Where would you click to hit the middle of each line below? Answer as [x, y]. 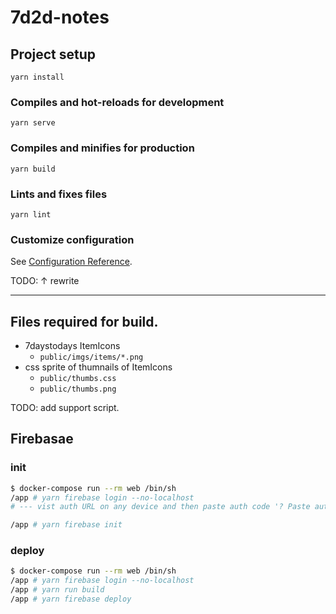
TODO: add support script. [65, 407]
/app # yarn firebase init [66, 525]
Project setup [53, 54]
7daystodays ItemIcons [72, 345]
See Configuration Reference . [71, 262]
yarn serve [33, 123]
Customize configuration [72, 239]
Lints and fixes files [59, 194]
